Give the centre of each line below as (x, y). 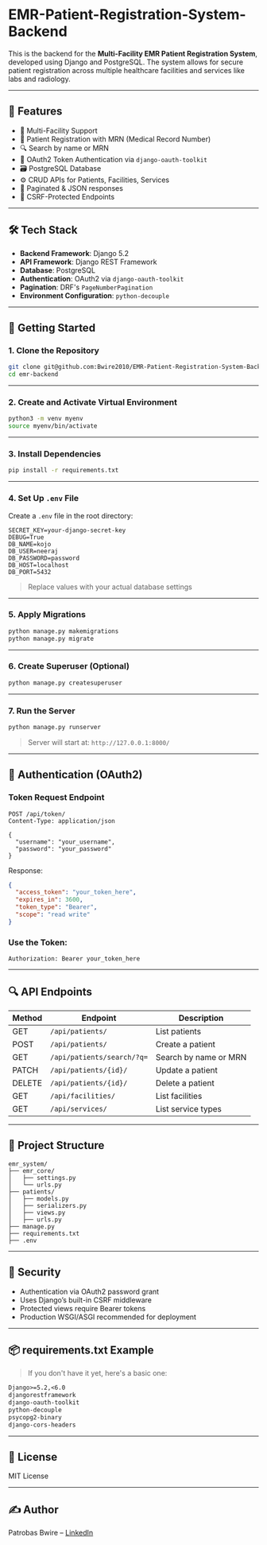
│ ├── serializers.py (48, 1205)
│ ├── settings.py (43, 1178)
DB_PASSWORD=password (44, 558)
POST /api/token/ (37, 814)
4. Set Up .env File (44, 499)
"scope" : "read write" (53, 915)
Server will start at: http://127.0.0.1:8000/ (99, 742)
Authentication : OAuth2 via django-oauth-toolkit (102, 278)
